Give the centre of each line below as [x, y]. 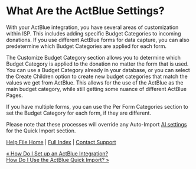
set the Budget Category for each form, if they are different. [79, 113]
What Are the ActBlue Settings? [85, 11]
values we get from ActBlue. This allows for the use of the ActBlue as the [95, 82]
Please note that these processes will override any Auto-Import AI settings [97, 124]
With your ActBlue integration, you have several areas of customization [92, 27]
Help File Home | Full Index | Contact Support [61, 142]
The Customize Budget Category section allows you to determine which [94, 57]
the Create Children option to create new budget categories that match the [97, 76]
